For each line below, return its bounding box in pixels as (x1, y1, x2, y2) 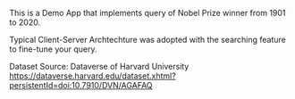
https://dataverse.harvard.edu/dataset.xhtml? (9, 70, 176, 81)
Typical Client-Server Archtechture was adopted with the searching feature (9, 35, 286, 45)
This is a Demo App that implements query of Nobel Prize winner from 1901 (9, 8, 286, 18)
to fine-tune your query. (9, 44, 97, 54)
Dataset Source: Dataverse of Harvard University (9, 62, 190, 71)
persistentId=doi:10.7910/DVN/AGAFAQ (9, 80, 154, 90)
